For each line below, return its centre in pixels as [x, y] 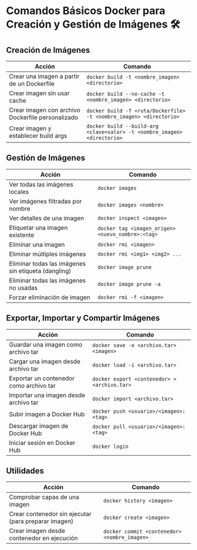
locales [19, 192]
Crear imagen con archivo [45, 110]
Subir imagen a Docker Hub [47, 414]
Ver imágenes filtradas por [45, 201]
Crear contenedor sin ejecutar [50, 514]
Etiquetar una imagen [38, 228]
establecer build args [38, 136]
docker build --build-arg [123, 126]
